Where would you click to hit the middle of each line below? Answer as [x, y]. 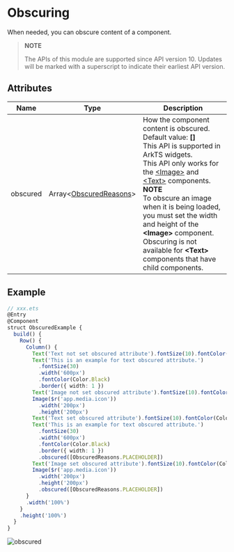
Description [183, 108]
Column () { [41, 347]
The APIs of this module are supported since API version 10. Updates [123, 59]
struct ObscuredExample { [45, 328]
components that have [179, 259]
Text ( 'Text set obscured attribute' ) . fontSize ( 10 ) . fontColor [123, 418]
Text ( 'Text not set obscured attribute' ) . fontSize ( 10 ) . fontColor [129, 354]
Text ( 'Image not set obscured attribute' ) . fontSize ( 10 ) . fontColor [131, 392]
